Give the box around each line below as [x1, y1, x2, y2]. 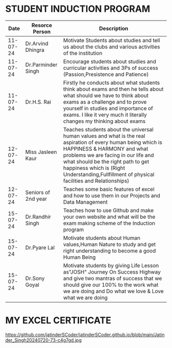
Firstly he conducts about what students [63, 79, 160, 86]
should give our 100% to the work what [63, 281, 159, 288]
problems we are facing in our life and [63, 151, 155, 159]
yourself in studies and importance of [63, 105, 154, 112]
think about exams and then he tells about [63, 85, 164, 92]
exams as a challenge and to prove [63, 98, 147, 105]
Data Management [63, 198, 108, 205]
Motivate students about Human [63, 234, 141, 241]
